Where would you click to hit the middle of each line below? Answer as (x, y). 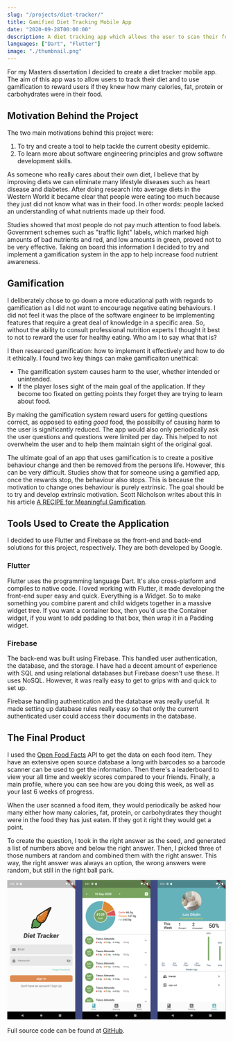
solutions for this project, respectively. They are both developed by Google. (115, 548)
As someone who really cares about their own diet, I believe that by (103, 174)
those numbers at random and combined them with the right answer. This (112, 855)
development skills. (45, 161)
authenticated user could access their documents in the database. (102, 716)
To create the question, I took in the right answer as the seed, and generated (116, 840)
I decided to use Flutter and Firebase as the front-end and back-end (104, 540)
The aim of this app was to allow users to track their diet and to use (103, 79)
